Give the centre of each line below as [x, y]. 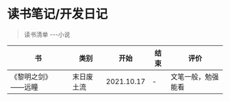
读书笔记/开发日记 [57, 14]
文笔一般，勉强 [195, 76]
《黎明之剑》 [31, 76]
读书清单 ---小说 [47, 34]
